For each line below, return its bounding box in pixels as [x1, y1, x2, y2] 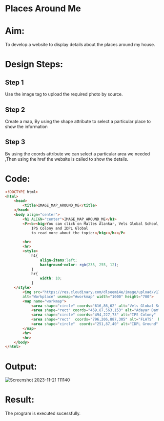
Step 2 [5, 105, 25, 114]
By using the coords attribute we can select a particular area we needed [5, 150, 150, 157]
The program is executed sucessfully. [5, 410, 81, 417]
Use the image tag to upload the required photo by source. [5, 91, 123, 97]
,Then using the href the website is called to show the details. [5, 156, 128, 162]
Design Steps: [5, 59, 63, 70]
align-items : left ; [40, 258, 78, 263]
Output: [5, 361, 37, 372]
